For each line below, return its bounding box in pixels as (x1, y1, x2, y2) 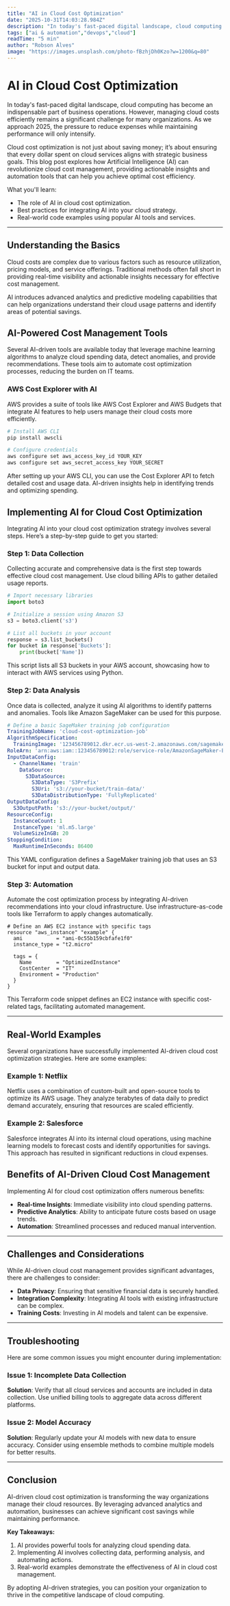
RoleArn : (7, 747, 32, 754)
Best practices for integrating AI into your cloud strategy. (16, 206, 177, 214)
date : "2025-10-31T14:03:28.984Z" (7, 16, 106, 23)
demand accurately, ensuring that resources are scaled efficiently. (7, 1101, 194, 1110)
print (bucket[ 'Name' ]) (19, 649, 84, 656)
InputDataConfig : (7, 754, 57, 760)
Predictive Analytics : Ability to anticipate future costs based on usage (16, 1208, 216, 1216)
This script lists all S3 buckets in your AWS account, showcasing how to (7, 661, 210, 669)
